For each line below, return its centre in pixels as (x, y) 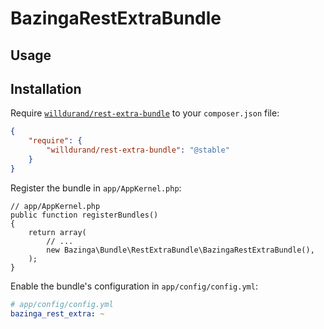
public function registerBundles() (84, 215)
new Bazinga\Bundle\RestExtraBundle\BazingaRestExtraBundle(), (180, 250)
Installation (46, 88)
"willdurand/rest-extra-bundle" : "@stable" (138, 150)
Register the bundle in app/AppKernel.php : (96, 188)
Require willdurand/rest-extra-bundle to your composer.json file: (145, 113)
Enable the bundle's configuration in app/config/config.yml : (134, 286)
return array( (57, 232)
